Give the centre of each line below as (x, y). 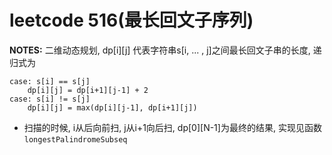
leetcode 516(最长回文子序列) (131, 20)
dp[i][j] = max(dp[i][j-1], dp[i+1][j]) (112, 107)
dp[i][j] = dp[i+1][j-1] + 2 (88, 90)
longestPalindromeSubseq (75, 139)
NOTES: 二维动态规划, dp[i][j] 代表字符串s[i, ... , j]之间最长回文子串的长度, (160, 50)
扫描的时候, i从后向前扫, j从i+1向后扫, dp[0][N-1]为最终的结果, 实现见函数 (172, 127)
